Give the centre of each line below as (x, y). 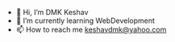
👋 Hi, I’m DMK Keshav (52, 12)
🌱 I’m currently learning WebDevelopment (85, 21)
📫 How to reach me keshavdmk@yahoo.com (91, 29)
